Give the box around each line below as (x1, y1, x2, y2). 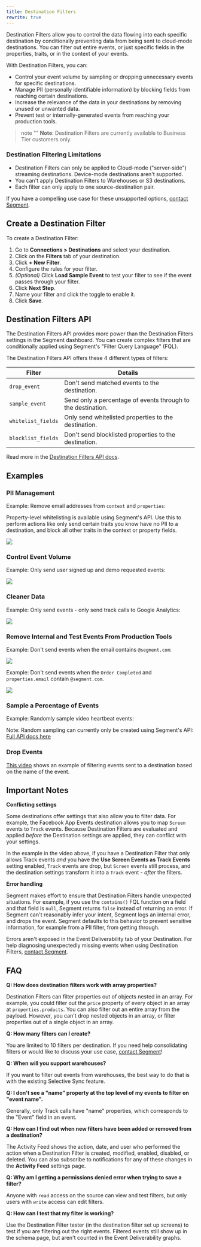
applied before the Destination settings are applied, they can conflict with (6, 832, 187, 839)
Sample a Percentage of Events (6, 701, 99, 710)
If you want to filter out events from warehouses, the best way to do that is (6, 1072, 190, 1079)
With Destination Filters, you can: (6, 61, 88, 69)
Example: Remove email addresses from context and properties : (6, 503, 166, 510)
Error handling (6, 880, 43, 888)
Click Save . (14, 297, 44, 304)
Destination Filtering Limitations (6, 150, 102, 159)
